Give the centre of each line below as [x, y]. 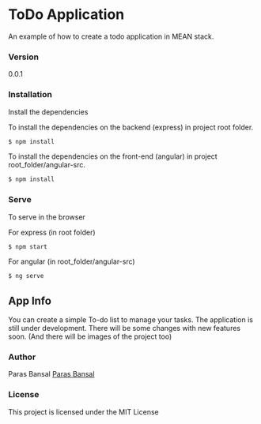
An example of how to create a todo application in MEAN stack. [111, 36]
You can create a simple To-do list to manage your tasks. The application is [130, 320]
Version [24, 57]
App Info [30, 300]
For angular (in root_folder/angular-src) [72, 261]
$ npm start [28, 246]
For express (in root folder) [52, 232]
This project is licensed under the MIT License [84, 411]
